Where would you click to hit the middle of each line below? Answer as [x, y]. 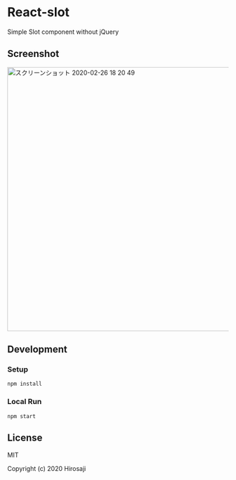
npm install [25, 384]
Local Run [25, 402]
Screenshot [33, 54]
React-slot [39, 12]
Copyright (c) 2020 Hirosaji [47, 468]
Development [38, 349]
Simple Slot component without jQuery [63, 32]
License [25, 438]
